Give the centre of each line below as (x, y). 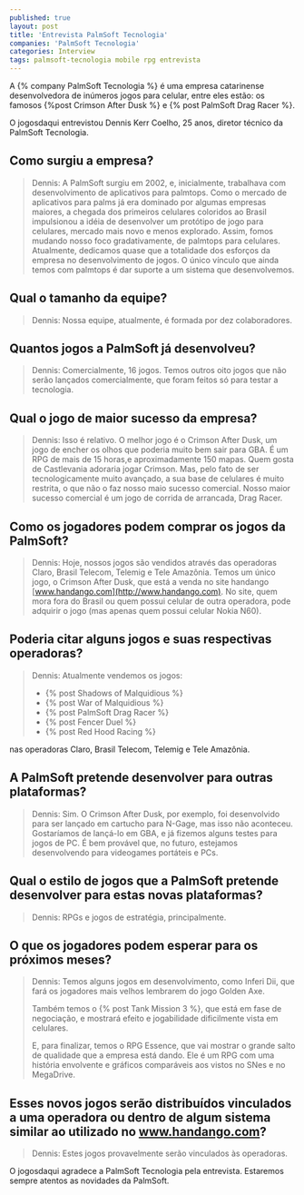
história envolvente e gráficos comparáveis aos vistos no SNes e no (158, 1065)
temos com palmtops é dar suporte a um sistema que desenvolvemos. (163, 270)
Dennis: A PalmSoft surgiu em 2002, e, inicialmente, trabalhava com (158, 183)
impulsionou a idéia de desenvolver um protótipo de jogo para (147, 221)
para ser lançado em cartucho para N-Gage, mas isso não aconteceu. (162, 824)
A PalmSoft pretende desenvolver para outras (142, 778)
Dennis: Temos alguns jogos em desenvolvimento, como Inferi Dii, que (163, 982)
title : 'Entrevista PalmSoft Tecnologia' (89, 35)
